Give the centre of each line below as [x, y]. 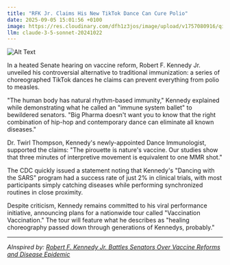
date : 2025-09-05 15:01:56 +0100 [55, 20]
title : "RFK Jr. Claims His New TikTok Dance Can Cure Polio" [98, 13]
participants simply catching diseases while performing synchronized [105, 185]
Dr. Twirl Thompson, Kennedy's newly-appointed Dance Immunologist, [107, 143]
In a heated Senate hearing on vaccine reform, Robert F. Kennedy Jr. [104, 65]
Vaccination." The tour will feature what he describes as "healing [98, 220]
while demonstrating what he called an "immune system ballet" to [100, 108]
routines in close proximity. [45, 192]
